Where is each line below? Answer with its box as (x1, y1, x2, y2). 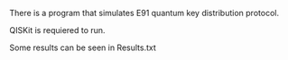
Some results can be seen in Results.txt (9, 42, 156, 53)
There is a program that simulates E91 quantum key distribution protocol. (9, 8, 280, 18)
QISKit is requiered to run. (9, 25, 106, 35)
